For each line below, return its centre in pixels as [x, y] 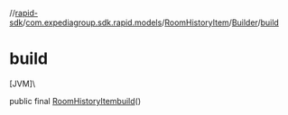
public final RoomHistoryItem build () [75, 101]
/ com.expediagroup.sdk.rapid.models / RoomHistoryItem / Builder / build [151, 22]
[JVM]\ [23, 84]
